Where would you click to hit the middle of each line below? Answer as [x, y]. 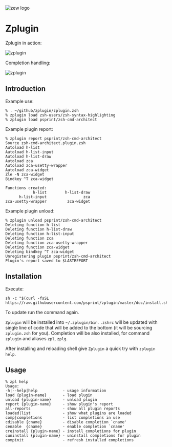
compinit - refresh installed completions [70, 440]
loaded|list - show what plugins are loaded [68, 413]
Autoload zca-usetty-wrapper [36, 165]
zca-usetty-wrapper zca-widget [48, 201]
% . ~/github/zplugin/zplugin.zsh [42, 110]
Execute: [15, 289]
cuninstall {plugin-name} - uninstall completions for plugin [73, 436]
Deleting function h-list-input [40, 234]
